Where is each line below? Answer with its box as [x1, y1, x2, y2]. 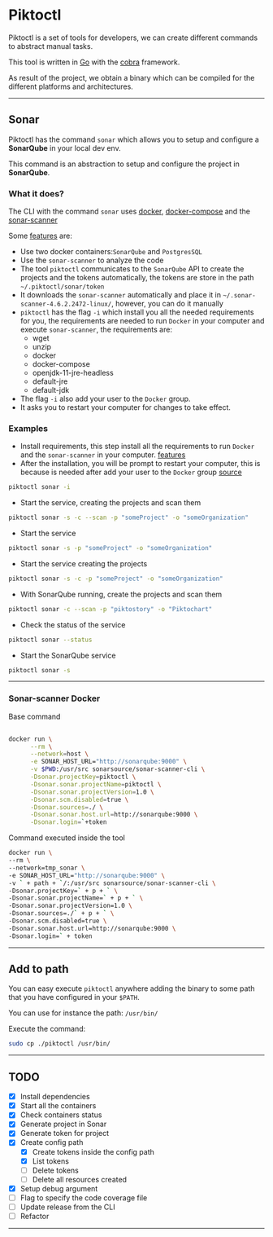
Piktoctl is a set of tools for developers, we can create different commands [8, 33, 258, 42]
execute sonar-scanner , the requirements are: [19, 324, 173, 335]
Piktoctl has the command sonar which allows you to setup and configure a [8, 134, 260, 144]
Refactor [19, 1211, 50, 1221]
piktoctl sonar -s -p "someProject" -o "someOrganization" [8, 544, 213, 552]
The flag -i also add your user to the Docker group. [19, 394, 191, 404]
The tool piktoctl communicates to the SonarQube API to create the [19, 264, 245, 274]
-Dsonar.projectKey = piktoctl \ [29, 773, 136, 781]
